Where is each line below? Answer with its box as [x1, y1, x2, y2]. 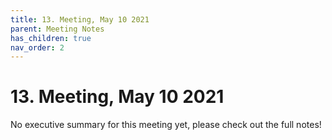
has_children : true [10, 33, 92, 43]
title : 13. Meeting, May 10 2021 [10, 14, 150, 25]
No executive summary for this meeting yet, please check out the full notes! [10, 119, 322, 131]
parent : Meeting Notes [10, 24, 105, 34]
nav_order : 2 [10, 42, 65, 53]
